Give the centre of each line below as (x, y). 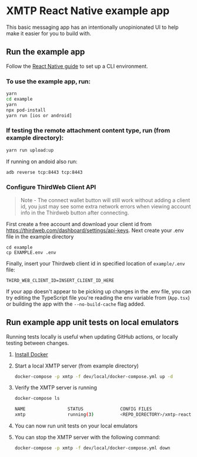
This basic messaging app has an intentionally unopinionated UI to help (92, 27)
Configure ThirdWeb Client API (51, 187)
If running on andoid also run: (42, 161)
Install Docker (31, 354)
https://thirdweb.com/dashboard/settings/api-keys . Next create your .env (95, 230)
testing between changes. (38, 343)
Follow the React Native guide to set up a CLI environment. (77, 66)
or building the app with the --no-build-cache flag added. (76, 304)
